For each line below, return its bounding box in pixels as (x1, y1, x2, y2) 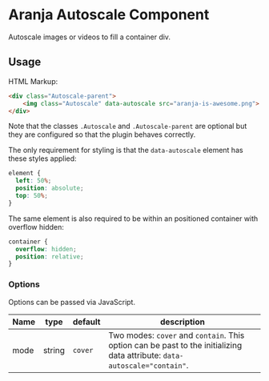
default (72, 316, 101, 327)
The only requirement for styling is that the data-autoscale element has (8, 146, 243, 155)
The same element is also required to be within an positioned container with (8, 214, 259, 223)
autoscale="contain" (107, 361, 187, 370)
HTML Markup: (8, 76, 58, 86)
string (42, 344, 66, 355)
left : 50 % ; (15, 177, 52, 185)
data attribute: (107, 350, 162, 361)
